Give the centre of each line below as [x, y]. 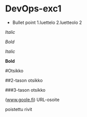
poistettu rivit [19, 109]
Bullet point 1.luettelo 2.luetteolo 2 [47, 22]
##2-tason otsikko [24, 80]
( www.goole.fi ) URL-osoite [32, 100]
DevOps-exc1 [33, 9]
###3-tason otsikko [25, 90]
